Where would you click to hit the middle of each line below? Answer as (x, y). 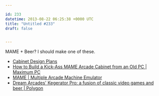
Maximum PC (26, 72)
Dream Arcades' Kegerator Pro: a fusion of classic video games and (83, 83)
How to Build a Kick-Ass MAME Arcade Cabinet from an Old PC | (80, 67)
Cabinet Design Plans (35, 62)
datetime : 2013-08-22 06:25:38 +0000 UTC (49, 19)
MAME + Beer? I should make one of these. (50, 52)
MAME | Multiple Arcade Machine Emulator (57, 78)
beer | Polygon (28, 88)
